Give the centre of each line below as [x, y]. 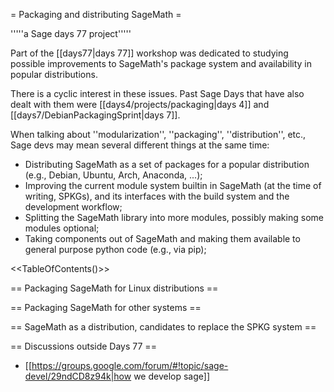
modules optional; [62, 228]
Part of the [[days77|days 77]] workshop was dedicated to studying [149, 53]
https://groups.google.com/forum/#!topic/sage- [130, 365]
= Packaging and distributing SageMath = [96, 14]
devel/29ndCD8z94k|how [78, 376]
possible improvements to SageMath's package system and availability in [161, 63]
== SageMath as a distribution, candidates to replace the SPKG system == [163, 327]
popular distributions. [54, 74]
